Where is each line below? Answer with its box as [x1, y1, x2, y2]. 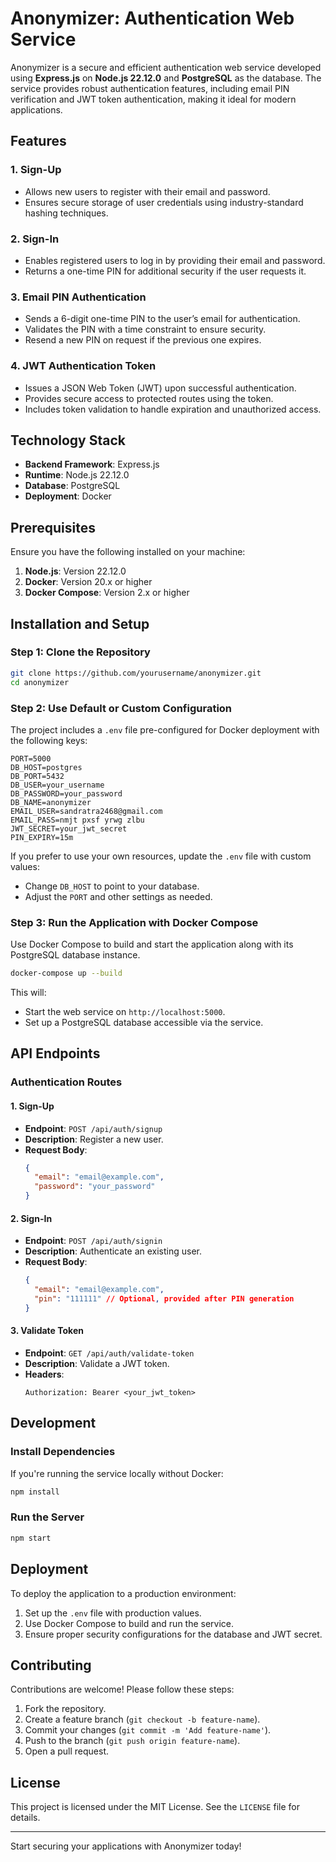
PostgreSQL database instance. [10, 949, 141, 961]
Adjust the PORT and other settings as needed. [24, 890, 213, 902]
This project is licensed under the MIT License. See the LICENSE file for [10, 1801, 300, 1813]
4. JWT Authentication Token [10, 359, 157, 373]
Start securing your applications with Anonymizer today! [10, 1840, 242, 1852]
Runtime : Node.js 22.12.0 [24, 469, 130, 481]
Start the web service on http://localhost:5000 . [24, 1006, 226, 1018]
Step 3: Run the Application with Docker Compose [10, 915, 259, 929]
